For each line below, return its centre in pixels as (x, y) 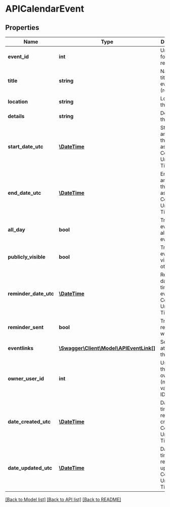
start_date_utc (26, 147)
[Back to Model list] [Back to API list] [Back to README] (63, 499)
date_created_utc (29, 422)
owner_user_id (26, 378)
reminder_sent (26, 327)
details (16, 116)
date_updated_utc (30, 468)
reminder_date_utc (31, 294)
